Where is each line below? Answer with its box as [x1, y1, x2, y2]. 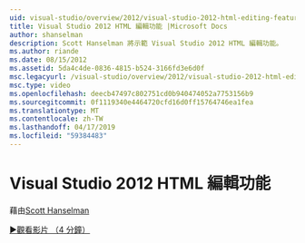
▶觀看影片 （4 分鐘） [9, 224, 91, 235]
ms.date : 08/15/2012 [9, 55, 88, 64]
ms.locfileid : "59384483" [9, 131, 107, 141]
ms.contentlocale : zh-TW [9, 114, 103, 123]
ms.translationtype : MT [9, 106, 100, 115]
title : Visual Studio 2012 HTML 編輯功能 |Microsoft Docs [9, 22, 229, 31]
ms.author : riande [9, 47, 79, 56]
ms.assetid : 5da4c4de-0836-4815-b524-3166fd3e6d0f [9, 64, 205, 73]
